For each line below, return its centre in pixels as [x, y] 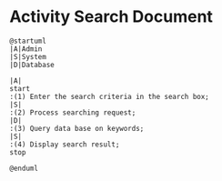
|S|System [28, 56]
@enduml [24, 168]
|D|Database [32, 65]
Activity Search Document [111, 17]
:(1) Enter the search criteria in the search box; [109, 96]
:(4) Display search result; [65, 144]
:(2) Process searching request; [73, 112]
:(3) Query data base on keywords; [77, 128]
